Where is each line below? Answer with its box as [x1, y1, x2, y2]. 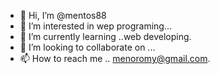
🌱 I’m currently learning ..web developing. [19, 31, 192, 42]
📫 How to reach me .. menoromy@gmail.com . [19, 53, 211, 64]
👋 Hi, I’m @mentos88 [19, 10, 107, 21]
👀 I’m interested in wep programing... [19, 20, 173, 32]
